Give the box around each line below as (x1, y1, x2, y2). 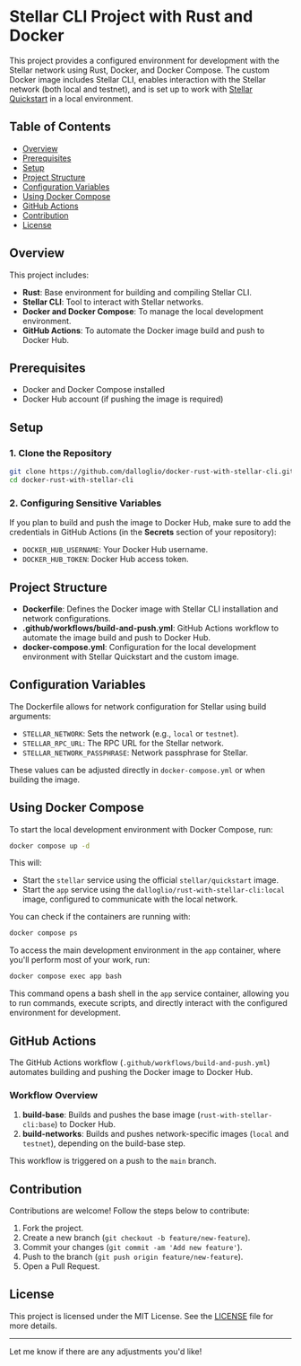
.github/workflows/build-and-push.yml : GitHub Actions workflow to (21, 622, 279, 633)
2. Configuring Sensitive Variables (9, 497, 162, 509)
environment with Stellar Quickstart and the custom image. (21, 651, 239, 662)
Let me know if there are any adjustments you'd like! (9, 1345, 202, 1357)
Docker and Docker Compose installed (21, 384, 166, 395)
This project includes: (9, 269, 90, 280)
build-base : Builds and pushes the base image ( (21, 1109, 201, 1120)
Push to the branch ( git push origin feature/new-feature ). (21, 1251, 244, 1263)
